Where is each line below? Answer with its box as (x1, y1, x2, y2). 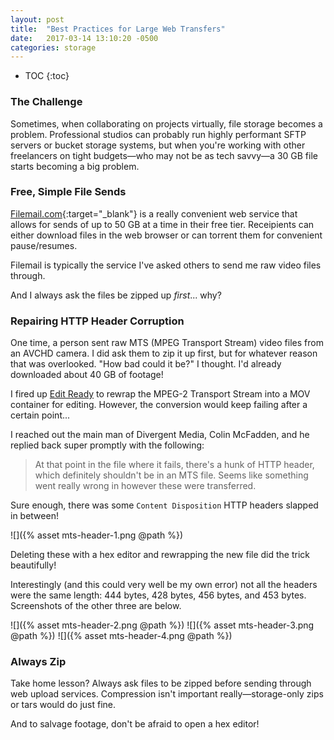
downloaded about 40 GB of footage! (10, 369, 164, 381)
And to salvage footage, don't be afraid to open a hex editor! (10, 718, 260, 730)
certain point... (10, 409, 71, 421)
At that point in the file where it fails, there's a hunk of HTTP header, (34, 459, 315, 471)
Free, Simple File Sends (10, 185, 127, 199)
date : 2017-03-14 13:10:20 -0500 (10, 33, 159, 43)
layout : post (10, 14, 65, 25)
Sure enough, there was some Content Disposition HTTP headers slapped (10, 499, 319, 511)
